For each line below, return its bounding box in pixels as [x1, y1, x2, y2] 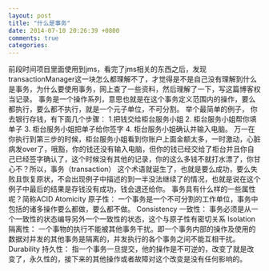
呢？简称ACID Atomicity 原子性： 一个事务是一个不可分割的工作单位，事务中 [8, 194, 259, 204]
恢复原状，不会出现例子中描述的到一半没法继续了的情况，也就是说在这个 [22, 174, 261, 184]
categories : [8, 42, 48, 50]
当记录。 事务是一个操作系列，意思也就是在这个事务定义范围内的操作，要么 [8, 94, 256, 104]
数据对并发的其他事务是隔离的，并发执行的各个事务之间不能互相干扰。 [8, 234, 240, 244]
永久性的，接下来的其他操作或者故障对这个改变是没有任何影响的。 [29, 254, 247, 264]
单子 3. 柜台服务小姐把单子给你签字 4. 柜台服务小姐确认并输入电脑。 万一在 [8, 125, 255, 134]
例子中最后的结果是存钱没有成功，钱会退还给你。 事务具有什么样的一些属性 [8, 185, 256, 194]
